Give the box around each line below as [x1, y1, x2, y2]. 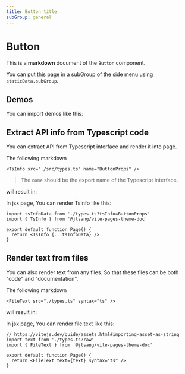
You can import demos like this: [6, 110, 83, 118]
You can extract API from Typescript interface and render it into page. [6, 143, 177, 150]
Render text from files [6, 253, 89, 263]
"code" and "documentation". [6, 275, 79, 282]
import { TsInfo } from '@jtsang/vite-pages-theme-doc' [6, 216, 148, 223]
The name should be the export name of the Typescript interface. [20, 176, 178, 184]
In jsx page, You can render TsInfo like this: [6, 199, 112, 207]
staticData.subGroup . [6, 77, 59, 84]
